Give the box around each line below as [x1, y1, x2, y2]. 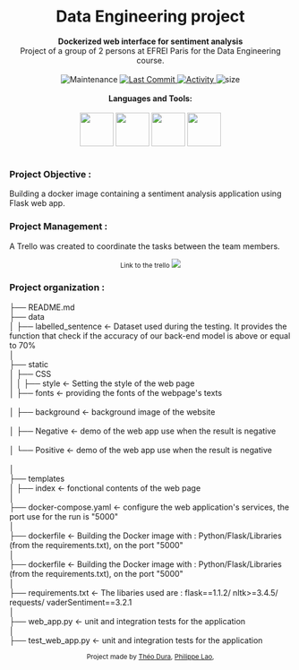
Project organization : [9, 281, 106, 294]
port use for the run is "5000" [9, 511, 119, 521]
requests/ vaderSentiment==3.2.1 [9, 597, 132, 607]
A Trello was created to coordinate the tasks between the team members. [9, 240, 280, 252]
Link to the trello [120, 261, 170, 270]
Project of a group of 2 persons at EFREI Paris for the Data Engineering [20, 45, 281, 56]
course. [136, 55, 165, 65]
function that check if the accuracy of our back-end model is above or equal [9, 330, 291, 341]
